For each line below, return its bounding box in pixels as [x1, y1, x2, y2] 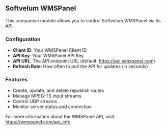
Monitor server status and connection [12, 104, 92, 110]
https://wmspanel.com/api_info [5, 119, 71, 125]
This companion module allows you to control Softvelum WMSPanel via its [5, 17, 161, 23]
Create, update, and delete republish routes [12, 87, 104, 93]
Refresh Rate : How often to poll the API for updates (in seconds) [12, 63, 149, 70]
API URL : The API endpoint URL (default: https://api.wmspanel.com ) [12, 58, 155, 64]
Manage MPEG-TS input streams [12, 93, 81, 99]
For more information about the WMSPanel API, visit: [5, 114, 116, 120]
